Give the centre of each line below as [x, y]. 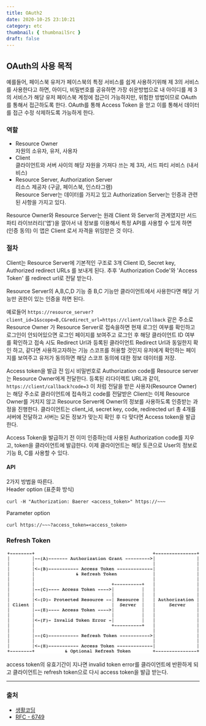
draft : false [23, 39]
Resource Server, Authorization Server [64, 180]
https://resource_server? [60, 312]
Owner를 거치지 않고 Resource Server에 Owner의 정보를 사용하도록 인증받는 [99, 401]
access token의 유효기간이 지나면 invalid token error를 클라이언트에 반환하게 [99, 665]
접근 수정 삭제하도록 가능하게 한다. [54, 112]
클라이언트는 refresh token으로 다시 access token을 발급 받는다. [90, 672]
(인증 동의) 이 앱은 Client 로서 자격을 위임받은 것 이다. [70, 231]
